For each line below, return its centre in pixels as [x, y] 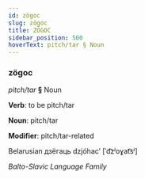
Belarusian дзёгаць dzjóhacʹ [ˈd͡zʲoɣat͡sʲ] [73, 151]
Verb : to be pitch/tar [42, 105]
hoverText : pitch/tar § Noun [56, 45]
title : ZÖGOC [30, 30]
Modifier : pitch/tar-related [51, 136]
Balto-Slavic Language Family [57, 166]
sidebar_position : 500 [46, 38]
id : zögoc [25, 15]
